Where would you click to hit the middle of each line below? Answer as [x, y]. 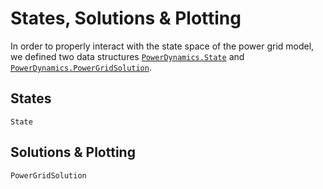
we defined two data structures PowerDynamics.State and [127, 56]
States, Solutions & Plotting [126, 18]
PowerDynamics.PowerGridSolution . [81, 67]
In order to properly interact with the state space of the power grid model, [162, 46]
